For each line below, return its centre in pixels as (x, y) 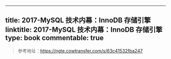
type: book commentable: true (55, 38)
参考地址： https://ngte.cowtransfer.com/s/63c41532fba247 (80, 50)
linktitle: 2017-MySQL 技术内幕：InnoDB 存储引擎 (84, 30)
